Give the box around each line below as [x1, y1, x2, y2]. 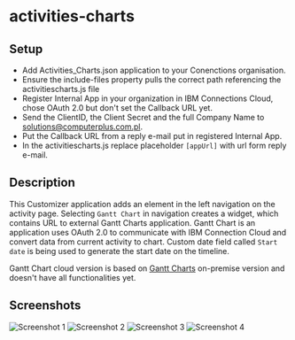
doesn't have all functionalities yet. [9, 272, 136, 282]
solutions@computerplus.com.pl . [21, 121, 144, 132]
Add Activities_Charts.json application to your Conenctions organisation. [21, 65, 286, 75]
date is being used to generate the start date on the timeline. [9, 245, 230, 256]
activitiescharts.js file [21, 84, 100, 94]
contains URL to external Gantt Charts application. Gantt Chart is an [9, 217, 256, 228]
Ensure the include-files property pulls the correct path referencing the [21, 74, 282, 85]
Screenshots [9, 298, 82, 313]
